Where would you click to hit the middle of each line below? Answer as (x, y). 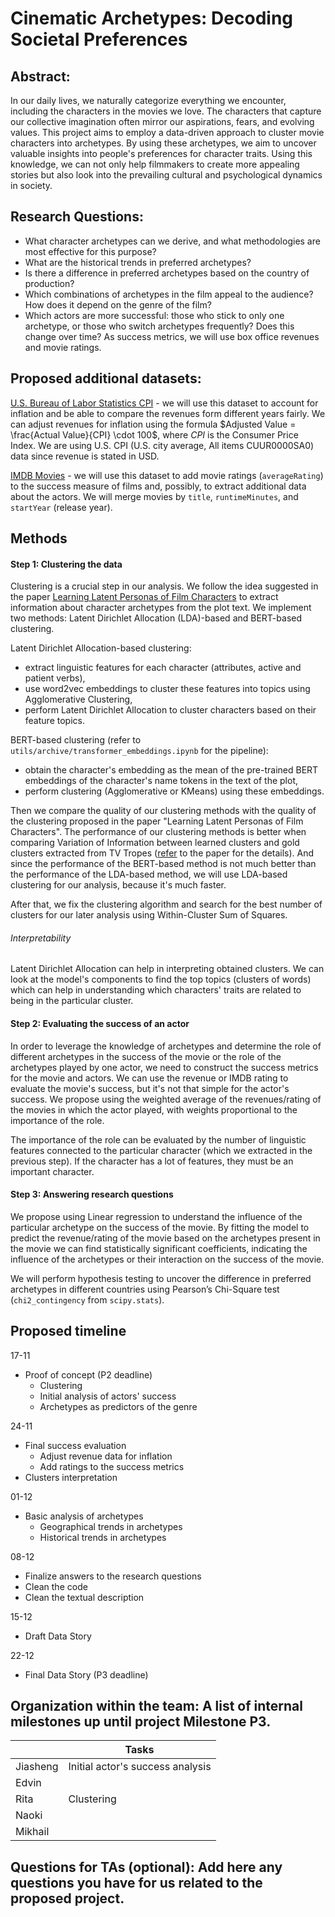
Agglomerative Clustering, (78, 699)
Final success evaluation (75, 1445)
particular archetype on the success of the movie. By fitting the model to (160, 1227)
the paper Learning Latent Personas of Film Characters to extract (144, 597)
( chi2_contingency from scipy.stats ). (87, 1299)
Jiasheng (37, 1767)
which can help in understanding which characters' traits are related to (156, 990)
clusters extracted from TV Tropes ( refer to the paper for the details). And (162, 853)
